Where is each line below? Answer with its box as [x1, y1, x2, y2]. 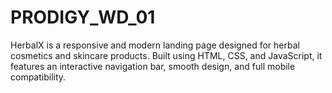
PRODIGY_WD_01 [10, 6, 156, 29]
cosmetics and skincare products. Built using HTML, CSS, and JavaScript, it [10, 49, 323, 61]
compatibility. [10, 71, 67, 83]
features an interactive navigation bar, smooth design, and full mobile [10, 60, 296, 72]
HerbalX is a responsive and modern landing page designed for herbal [10, 39, 300, 51]
